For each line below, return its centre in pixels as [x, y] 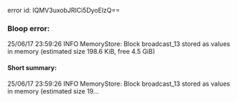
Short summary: [32, 67]
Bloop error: [29, 28]
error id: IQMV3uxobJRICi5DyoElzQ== [64, 10]
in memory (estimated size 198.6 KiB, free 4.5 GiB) [81, 52]
